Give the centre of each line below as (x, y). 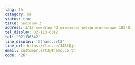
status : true (18, 19)
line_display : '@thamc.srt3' (35, 42)
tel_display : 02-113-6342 (31, 32)
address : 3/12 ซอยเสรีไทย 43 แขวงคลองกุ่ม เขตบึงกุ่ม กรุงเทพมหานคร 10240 (67, 28)
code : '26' (16, 55)
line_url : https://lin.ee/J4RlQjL (40, 46)
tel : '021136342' (23, 37)
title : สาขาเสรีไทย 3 (23, 23)
